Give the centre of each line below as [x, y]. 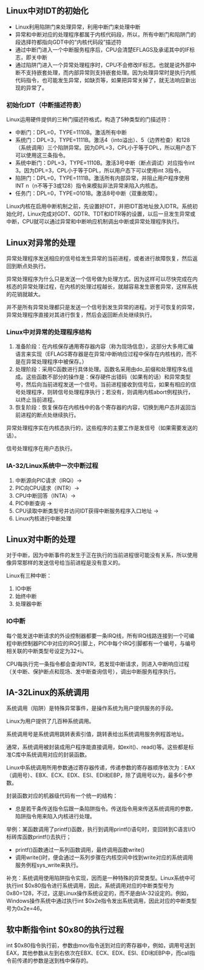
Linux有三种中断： [29, 576]
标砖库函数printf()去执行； [39, 837]
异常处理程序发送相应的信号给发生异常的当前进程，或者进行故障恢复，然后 [99, 258]
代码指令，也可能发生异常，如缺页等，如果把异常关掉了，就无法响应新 [103, 80]
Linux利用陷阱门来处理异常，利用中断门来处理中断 [78, 27]
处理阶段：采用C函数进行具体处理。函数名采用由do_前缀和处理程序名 [101, 369]
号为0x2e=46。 [26, 908]
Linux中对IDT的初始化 [48, 11]
